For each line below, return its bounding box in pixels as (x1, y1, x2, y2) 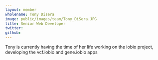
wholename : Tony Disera (5, 12, 55, 17)
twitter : (5, 26, 23, 31)
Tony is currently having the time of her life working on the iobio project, (5, 44, 154, 50)
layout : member (5, 7, 37, 12)
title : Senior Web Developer (5, 21, 66, 26)
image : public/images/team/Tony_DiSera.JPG (5, 16, 97, 21)
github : (5, 30, 21, 35)
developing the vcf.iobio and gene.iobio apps (5, 49, 98, 55)
